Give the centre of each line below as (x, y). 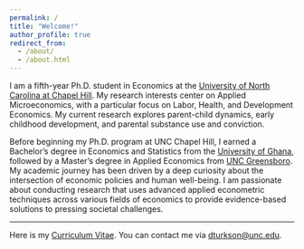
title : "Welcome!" (44, 26)
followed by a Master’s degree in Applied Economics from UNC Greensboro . (151, 161)
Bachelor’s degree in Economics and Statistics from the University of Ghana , (152, 151)
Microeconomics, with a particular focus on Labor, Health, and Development (152, 105)
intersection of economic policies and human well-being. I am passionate (146, 180)
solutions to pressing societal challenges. (86, 209)
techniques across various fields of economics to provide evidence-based (148, 199)
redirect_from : (38, 43)
